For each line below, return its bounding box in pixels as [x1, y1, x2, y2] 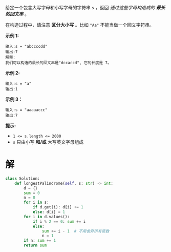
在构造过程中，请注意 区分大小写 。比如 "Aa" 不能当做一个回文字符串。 [5, 22, 155, 28]
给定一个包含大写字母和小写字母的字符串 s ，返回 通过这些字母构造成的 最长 [5, 5, 165, 10]
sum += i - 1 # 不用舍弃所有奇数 [41, 228, 110, 234]
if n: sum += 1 [24, 238, 56, 243]
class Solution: [5, 176, 40, 181]
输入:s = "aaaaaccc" [5, 107, 48, 112]
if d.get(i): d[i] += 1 [32, 205, 83, 210]
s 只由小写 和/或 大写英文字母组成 [12, 139, 84, 145]
